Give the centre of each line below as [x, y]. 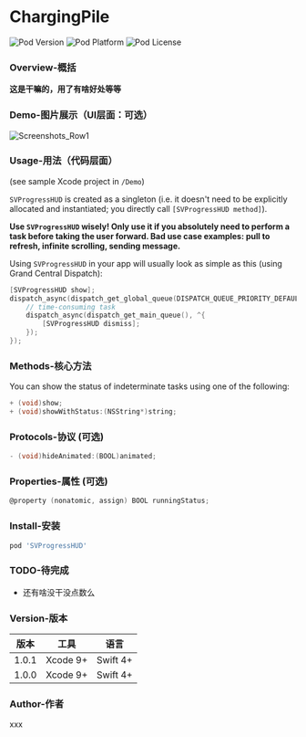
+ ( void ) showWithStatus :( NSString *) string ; [93, 412]
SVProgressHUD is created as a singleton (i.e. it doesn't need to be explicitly [149, 199]
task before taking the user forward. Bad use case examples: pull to [140, 236]
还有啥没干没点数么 [59, 592]
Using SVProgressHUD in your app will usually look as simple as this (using [146, 263]
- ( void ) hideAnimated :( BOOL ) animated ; [83, 457]
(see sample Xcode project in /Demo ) [77, 181]
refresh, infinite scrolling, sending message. [95, 246]
